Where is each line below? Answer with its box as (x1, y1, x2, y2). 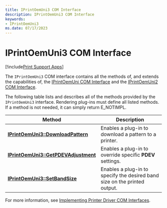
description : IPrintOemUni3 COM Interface (5, 12, 94, 17)
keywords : (5, 16, 26, 21)
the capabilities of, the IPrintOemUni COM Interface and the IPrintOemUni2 (5, 79, 158, 85)
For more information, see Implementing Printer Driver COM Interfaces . (5, 198, 151, 204)
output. (100, 185, 118, 192)
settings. (100, 158, 121, 165)
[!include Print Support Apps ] (5, 64, 64, 70)
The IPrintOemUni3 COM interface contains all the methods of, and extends (5, 73, 159, 80)
